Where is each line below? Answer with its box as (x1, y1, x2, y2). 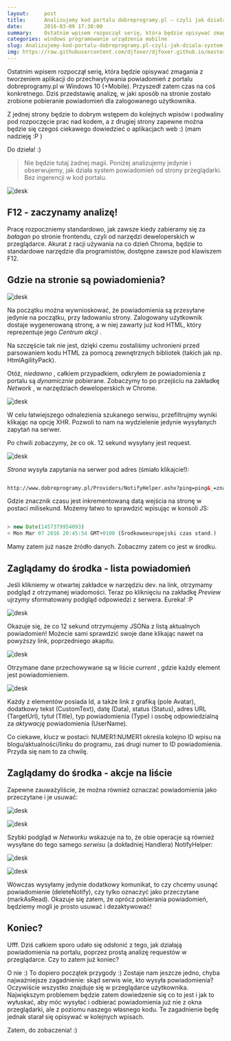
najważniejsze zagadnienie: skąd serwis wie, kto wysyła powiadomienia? (7, 976, 214, 984)
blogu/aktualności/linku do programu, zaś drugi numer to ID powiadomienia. (7, 740, 222, 748)
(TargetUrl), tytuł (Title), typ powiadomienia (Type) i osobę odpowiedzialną (7, 712, 219, 720)
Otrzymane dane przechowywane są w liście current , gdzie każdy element (7, 663, 221, 672)
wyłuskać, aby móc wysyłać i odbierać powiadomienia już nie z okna (7, 998, 202, 1006)
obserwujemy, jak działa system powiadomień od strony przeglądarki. (23, 166, 222, 174)
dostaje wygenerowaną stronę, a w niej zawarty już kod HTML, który (7, 320, 201, 329)
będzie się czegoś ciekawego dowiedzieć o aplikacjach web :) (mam (7, 125, 201, 133)
